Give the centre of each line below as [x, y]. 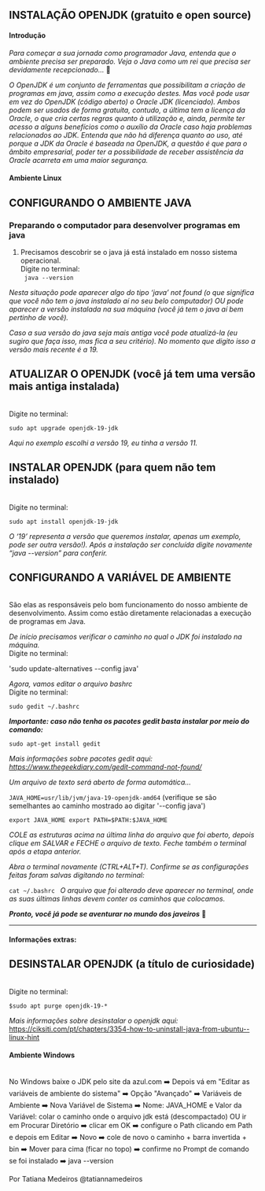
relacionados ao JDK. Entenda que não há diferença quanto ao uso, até [126, 135]
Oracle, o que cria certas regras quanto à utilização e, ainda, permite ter [127, 118]
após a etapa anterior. [45, 852]
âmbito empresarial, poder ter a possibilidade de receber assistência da [126, 152]
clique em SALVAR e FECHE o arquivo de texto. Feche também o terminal [128, 843]
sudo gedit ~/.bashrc [44, 707]
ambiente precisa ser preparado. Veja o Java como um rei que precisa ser [130, 61]
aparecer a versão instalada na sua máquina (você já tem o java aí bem [126, 309]
